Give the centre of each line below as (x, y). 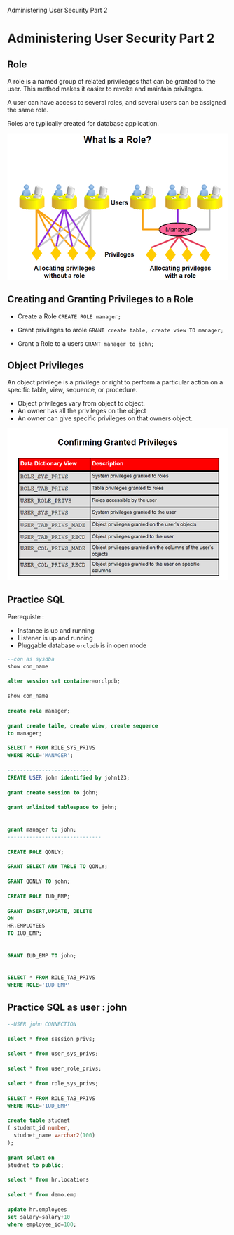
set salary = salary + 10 (39, 1217)
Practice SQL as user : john (67, 1007)
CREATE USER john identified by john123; (69, 777)
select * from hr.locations (48, 1180)
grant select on (31, 1158)
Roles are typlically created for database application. (83, 123)
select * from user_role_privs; (54, 1069)
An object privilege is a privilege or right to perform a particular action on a (115, 382)
